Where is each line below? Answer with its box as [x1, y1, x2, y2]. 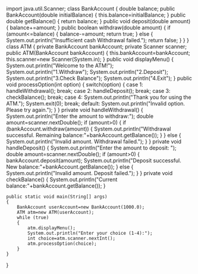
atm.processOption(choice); [27, 241, 97, 247]
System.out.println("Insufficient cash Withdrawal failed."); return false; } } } [6, 37, 189, 43]
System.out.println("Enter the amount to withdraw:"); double [6, 113, 153, 120]
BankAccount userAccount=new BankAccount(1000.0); [17, 204, 145, 210]
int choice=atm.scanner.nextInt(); [27, 235, 116, 241]
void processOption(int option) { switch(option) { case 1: [6, 81, 144, 88]
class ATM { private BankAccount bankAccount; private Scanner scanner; [6, 43, 187, 50]
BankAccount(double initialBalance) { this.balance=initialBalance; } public [6, 11, 186, 18]
